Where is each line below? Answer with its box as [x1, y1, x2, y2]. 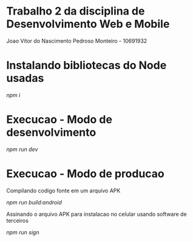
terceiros [6, 217, 29, 224]
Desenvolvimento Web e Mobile [6, 17, 170, 31]
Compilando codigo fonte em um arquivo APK [6, 187, 121, 194]
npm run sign [6, 229, 39, 236]
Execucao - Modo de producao [6, 167, 165, 180]
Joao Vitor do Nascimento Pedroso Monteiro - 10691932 [6, 37, 147, 44]
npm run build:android [6, 198, 62, 206]
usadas [6, 72, 44, 86]
